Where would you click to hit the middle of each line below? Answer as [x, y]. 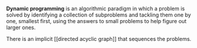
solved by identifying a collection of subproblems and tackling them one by [98, 15]
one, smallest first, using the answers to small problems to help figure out [96, 21]
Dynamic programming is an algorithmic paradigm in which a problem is [96, 9]
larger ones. [21, 27]
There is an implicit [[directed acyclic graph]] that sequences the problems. [99, 39]
